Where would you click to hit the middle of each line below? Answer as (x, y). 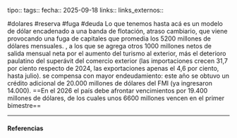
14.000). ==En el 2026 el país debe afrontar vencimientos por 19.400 (108, 91)
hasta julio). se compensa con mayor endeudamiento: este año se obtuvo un (118, 76)
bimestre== (24, 105)
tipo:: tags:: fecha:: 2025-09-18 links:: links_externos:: (86, 10)
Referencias (25, 128)
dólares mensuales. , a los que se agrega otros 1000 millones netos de (110, 46)
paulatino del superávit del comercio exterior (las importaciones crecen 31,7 (117, 61)
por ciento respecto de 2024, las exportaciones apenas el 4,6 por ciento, (113, 68)
